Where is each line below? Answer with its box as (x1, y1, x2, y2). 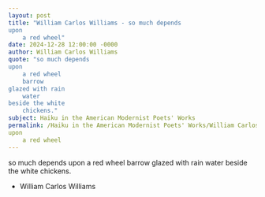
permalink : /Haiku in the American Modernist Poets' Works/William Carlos (8, 121, 259, 129)
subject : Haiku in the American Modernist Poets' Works (8, 114, 196, 122)
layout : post (8, 11, 51, 20)
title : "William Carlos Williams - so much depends (8, 19, 181, 27)
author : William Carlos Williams (8, 48, 118, 56)
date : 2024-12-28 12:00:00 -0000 (8, 41, 118, 49)
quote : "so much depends (8, 56, 90, 64)
